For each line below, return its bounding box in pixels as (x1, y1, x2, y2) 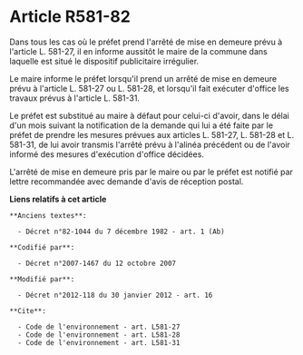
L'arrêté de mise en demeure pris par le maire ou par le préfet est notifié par (9, 166, 293, 177)
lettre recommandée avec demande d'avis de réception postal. (9, 175, 244, 187)
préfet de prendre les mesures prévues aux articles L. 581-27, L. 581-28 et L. (9, 129, 295, 140)
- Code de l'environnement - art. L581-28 (17, 330, 181, 340)
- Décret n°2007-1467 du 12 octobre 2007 (17, 259, 177, 268)
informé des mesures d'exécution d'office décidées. (9, 148, 204, 160)
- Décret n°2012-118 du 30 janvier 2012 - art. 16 (17, 291, 213, 300)
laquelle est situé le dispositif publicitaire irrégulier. (9, 55, 200, 66)
